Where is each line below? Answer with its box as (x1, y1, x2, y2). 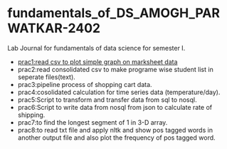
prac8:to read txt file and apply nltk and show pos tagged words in (17, 125, 213, 134)
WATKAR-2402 (7, 20, 101, 36)
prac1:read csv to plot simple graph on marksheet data (17, 57, 178, 66)
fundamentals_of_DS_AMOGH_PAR (7, 5, 221, 21)
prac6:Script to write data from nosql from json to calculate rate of (17, 103, 212, 111)
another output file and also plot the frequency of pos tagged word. (17, 133, 216, 142)
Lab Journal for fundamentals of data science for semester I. (7, 43, 186, 52)
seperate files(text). (17, 73, 76, 81)
